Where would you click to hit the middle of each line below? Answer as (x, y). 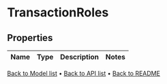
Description (79, 57)
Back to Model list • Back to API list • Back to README (83, 73)
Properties (30, 38)
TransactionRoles (58, 13)
